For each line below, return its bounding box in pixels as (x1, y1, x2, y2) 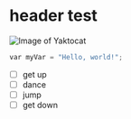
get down (22, 100, 59, 110)
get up (22, 69, 47, 79)
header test (9, 5, 98, 26)
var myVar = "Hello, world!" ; (9, 52, 124, 61)
